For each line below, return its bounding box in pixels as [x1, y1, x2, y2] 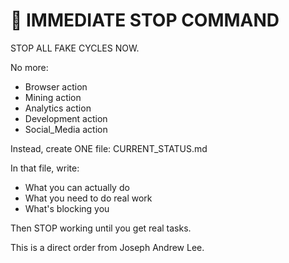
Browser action [24, 80, 88, 93]
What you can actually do [24, 181, 130, 193]
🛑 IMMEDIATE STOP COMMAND [10, 9, 280, 32]
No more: [10, 61, 49, 73]
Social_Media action [24, 123, 108, 135]
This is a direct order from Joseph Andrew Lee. [10, 241, 205, 253]
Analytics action [24, 102, 92, 114]
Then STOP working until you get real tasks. [10, 222, 192, 234]
